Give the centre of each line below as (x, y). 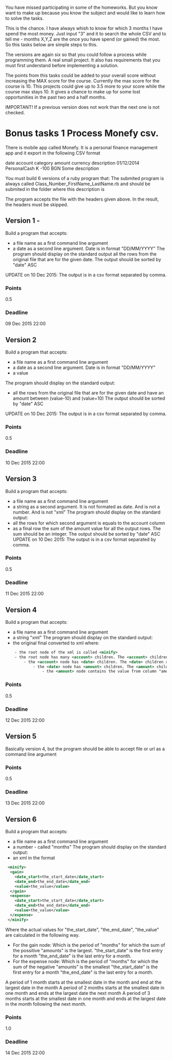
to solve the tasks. (25, 18)
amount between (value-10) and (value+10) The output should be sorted (89, 398)
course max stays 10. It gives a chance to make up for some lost (73, 92)
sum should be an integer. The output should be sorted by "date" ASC (86, 534)
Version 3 (21, 479)
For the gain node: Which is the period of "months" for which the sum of (89, 945)
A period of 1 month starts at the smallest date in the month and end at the (84, 982)
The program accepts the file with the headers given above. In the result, (82, 199)
